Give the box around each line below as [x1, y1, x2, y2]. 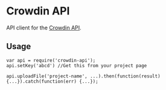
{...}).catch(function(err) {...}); [6, 78, 98, 85]
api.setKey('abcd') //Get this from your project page [6, 62, 147, 68]
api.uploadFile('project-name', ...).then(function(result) [6, 73, 161, 79]
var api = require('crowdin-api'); [6, 57, 96, 64]
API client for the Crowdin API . [6, 24, 81, 31]
